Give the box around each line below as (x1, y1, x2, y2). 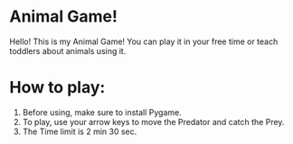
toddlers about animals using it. (9, 45, 127, 56)
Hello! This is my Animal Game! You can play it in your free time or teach (9, 36, 279, 47)
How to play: (9, 77, 106, 98)
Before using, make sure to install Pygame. (22, 106, 183, 118)
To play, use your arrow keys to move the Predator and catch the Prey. (22, 116, 285, 127)
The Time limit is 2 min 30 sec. (22, 126, 137, 137)
